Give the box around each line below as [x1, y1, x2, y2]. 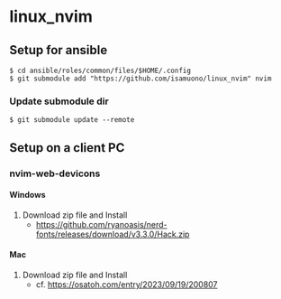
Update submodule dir [9, 95, 110, 107]
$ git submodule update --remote [9, 116, 135, 125]
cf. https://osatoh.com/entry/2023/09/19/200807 [35, 279, 218, 290]
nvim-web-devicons [9, 167, 101, 180]
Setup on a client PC [9, 140, 125, 155]
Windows [9, 190, 46, 201]
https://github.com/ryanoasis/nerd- [35, 219, 168, 229]
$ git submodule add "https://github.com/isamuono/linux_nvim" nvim [9, 74, 272, 83]
